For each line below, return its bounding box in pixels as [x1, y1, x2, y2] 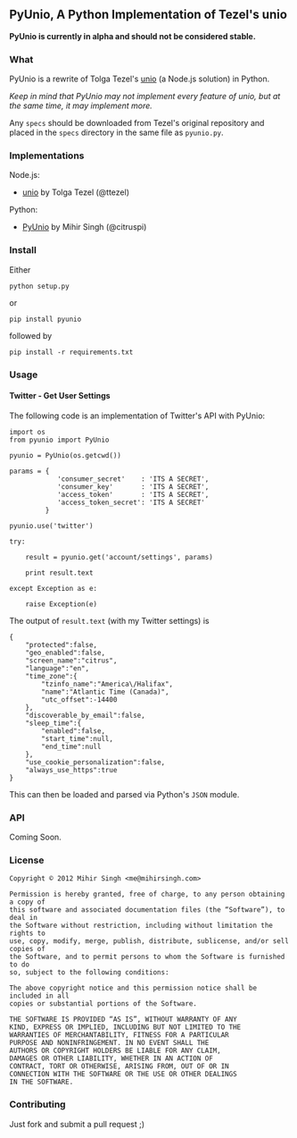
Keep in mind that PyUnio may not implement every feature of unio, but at [9, 91, 281, 102]
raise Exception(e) [25, 599, 98, 609]
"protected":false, [25, 640, 98, 649]
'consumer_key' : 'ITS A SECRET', [56, 482, 210, 491]
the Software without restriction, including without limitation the [9, 921, 274, 931]
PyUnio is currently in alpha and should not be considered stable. [9, 30, 256, 41]
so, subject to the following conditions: [9, 968, 169, 977]
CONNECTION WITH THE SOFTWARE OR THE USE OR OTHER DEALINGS [9, 1070, 238, 1079]
